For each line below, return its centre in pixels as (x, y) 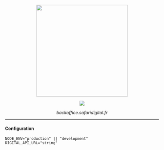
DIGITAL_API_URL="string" (31, 143)
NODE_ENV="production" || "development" (47, 139)
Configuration (20, 128)
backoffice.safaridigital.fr (82, 113)
